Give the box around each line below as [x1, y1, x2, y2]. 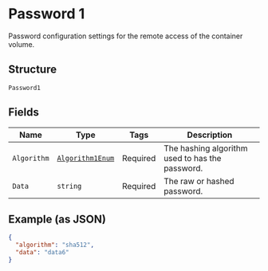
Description [187, 129, 233, 140]
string [57, 181, 82, 190]
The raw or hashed [163, 175, 235, 187]
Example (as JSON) [8, 212, 106, 226]
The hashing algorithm [163, 143, 248, 154]
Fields [8, 105, 40, 120]
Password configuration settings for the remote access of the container [8, 31, 243, 41]
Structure [8, 63, 57, 77]
